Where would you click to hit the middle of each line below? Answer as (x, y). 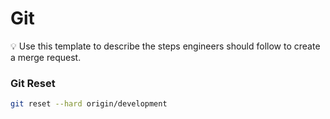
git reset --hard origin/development (89, 104)
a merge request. (46, 57)
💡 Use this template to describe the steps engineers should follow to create (165, 46)
